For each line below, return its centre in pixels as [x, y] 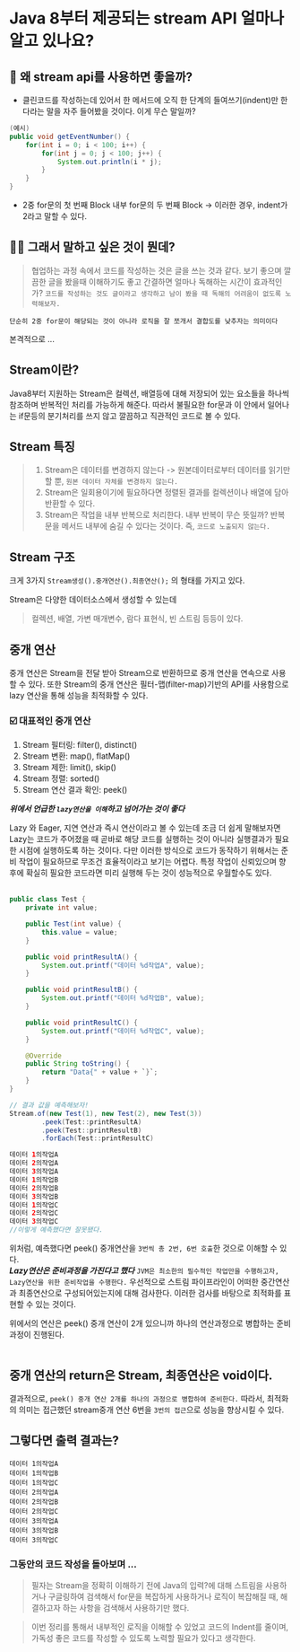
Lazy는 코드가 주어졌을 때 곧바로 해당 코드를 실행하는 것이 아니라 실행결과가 [141, 839]
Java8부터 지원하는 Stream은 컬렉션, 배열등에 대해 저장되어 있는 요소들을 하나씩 [149, 393]
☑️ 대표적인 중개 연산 [50, 721]
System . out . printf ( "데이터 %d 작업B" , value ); [123, 998]
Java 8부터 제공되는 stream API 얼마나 [147, 18]
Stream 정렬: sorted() [61, 778]
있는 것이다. [56, 1305]
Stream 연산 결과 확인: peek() [75, 790]
